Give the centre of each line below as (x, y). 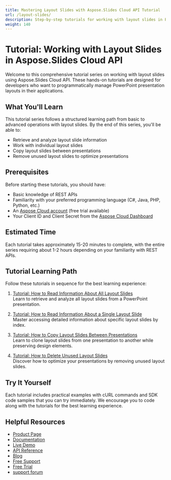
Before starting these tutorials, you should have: (55, 184)
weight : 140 (18, 24)
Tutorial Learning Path (41, 271)
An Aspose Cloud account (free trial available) (61, 210)
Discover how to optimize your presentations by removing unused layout (89, 361)
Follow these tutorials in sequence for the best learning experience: (76, 283)
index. (19, 325)
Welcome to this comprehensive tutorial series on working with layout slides (85, 75)
